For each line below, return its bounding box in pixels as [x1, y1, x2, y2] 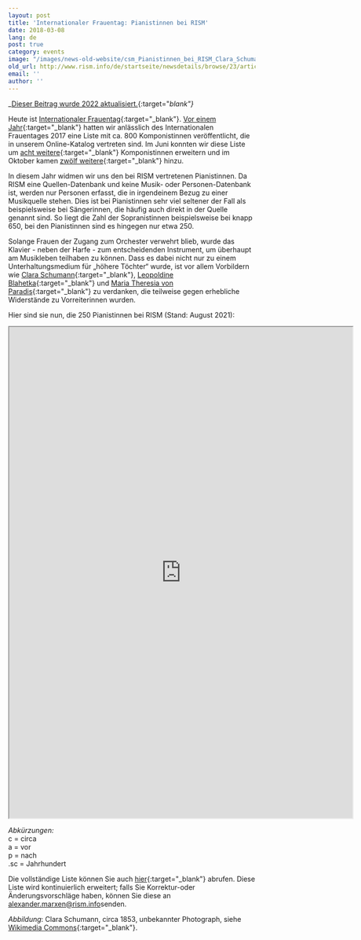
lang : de [8, 33, 37, 42]
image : [8, 56, 30, 64]
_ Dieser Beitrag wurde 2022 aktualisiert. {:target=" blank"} [8, 99, 194, 108]
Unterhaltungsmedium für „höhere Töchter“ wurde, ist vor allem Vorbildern [8, 261, 250, 271]
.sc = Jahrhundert [8, 858, 67, 868]
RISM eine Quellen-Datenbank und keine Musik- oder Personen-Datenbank [8, 179, 251, 189]
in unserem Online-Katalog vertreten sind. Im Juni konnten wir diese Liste [8, 139, 246, 149]
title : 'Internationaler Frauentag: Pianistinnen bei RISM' [8, 19, 210, 27]
